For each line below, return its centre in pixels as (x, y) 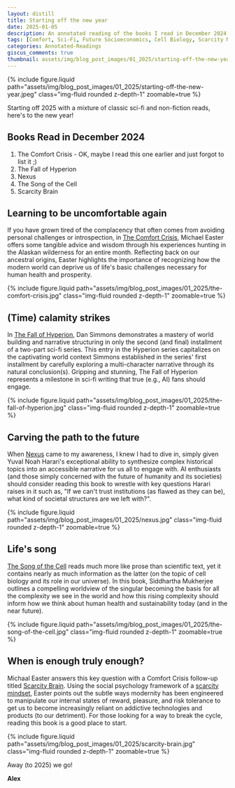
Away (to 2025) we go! (40, 765)
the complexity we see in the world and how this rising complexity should (113, 595)
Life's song (32, 549)
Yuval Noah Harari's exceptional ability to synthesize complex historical (110, 462)
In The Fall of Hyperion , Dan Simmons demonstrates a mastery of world (111, 335)
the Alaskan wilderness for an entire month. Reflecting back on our (104, 252)
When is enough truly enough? (76, 662)
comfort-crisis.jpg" (35, 296)
